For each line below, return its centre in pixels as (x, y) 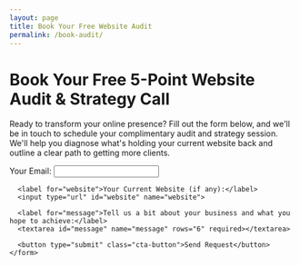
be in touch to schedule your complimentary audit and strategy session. (144, 133)
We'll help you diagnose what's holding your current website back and (141, 143)
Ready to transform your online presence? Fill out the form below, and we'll (150, 124)
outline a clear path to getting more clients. (90, 153)
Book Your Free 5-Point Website (132, 79)
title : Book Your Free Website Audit (81, 26)
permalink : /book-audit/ (56, 34)
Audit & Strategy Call (90, 99)
